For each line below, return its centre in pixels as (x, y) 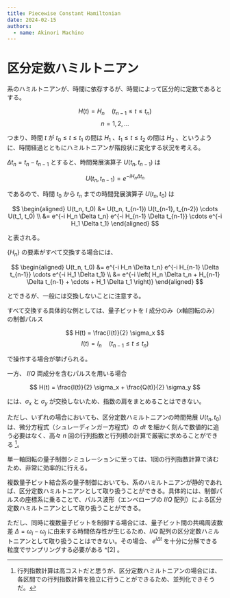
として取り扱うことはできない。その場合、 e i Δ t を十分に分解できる (124, 540)
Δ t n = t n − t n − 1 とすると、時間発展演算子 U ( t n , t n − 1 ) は (84, 163)
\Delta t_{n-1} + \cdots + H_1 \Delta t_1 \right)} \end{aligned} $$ (115, 281)
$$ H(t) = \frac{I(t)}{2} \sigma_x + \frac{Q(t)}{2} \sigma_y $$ (115, 387)
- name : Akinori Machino (49, 33)
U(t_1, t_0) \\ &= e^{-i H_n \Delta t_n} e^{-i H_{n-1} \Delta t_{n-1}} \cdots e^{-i (115, 216)
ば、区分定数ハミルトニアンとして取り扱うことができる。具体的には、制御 (112, 490)
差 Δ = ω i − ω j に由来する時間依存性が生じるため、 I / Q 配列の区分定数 (104, 532)
